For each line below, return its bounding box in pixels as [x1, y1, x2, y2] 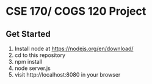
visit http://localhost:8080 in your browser [14, 71, 121, 78]
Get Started [5, 29, 51, 39]
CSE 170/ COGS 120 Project [5, 4, 147, 18]
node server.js [14, 64, 51, 72]
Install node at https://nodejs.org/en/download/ [14, 45, 134, 52]
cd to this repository [14, 52, 65, 59]
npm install [14, 58, 43, 65]
